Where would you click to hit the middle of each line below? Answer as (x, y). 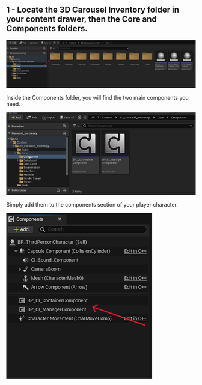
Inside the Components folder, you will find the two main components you (97, 97)
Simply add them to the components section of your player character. (92, 204)
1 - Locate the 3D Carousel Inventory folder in (93, 10)
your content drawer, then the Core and (82, 20)
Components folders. (47, 29)
